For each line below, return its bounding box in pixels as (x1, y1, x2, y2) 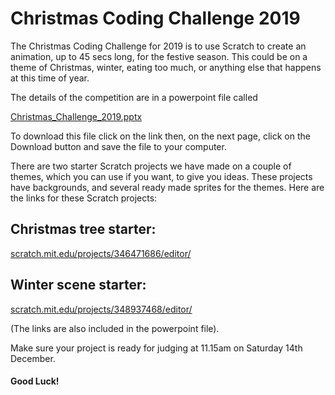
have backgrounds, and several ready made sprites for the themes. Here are (10, 181, 325, 193)
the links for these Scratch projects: (10, 192, 158, 204)
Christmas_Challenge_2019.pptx (10, 110, 143, 122)
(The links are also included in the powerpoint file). (10, 322, 220, 334)
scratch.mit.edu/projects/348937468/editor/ (10, 303, 193, 315)
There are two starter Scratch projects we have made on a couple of (10, 160, 292, 172)
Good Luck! (10, 375, 60, 387)
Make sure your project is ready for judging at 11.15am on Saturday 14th (10, 342, 303, 354)
